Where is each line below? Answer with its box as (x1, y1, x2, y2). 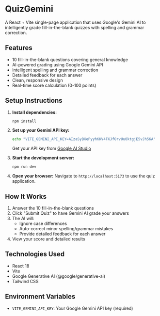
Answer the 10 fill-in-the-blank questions (12, 205, 94, 211)
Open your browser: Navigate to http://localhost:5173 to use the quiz (12, 173, 155, 179)
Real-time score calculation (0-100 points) (12, 82, 96, 88)
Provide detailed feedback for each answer (19, 231, 106, 237)
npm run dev (12, 164, 36, 169)
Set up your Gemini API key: (12, 127, 70, 133)
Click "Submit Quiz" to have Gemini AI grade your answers (12, 210, 129, 216)
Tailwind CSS (12, 278, 39, 284)
